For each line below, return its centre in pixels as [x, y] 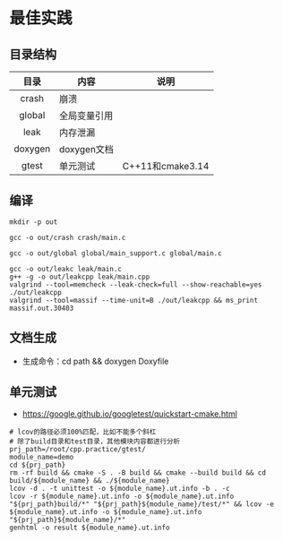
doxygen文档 [87, 149]
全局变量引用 [86, 116]
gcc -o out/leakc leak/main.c [66, 269]
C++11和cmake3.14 [166, 166]
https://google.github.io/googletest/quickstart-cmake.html [129, 414]
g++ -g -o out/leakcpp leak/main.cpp [80, 277]
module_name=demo [42, 458]
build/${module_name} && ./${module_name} [90, 481]
